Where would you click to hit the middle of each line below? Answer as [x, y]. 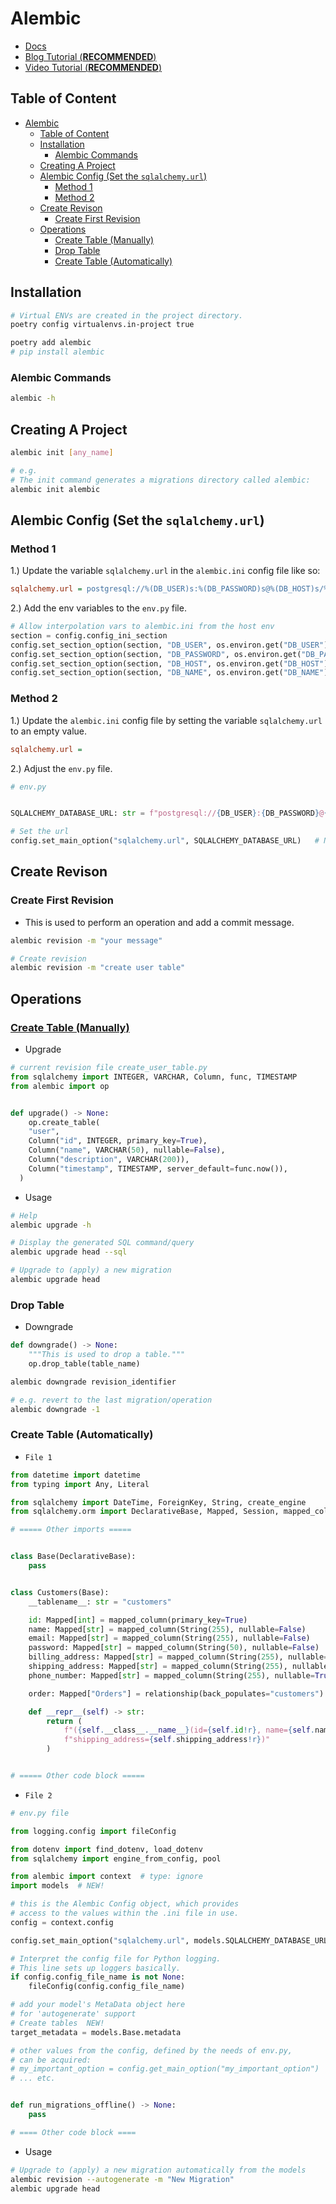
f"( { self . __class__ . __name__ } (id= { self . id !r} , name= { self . [189, 1730]
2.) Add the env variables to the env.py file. [98, 608]
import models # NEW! [57, 1886]
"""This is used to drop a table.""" [107, 1355]
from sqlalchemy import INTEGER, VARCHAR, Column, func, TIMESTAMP [154, 1077]
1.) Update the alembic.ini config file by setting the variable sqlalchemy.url [166, 720]
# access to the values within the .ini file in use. [125, 1913]
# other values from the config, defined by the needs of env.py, [151, 2050]
